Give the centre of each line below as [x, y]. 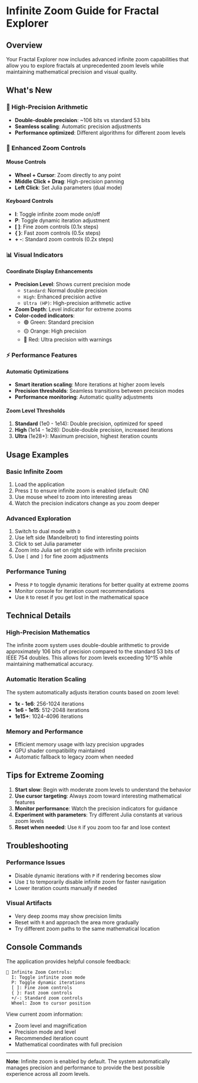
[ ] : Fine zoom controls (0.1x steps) [57, 227]
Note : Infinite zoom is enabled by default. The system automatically [88, 1061]
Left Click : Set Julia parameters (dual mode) [68, 188]
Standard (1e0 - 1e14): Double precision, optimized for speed [89, 424]
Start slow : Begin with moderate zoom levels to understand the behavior [103, 789]
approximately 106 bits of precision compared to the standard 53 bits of [93, 652]
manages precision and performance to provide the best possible [85, 1067]
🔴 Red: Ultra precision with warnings [67, 340]
